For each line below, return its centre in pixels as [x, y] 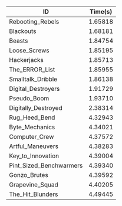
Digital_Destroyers [34, 89]
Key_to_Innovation [34, 156]
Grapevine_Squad [34, 184]
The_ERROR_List [32, 69]
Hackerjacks [27, 60]
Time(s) [101, 12]
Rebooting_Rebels [34, 22]
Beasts [19, 41]
